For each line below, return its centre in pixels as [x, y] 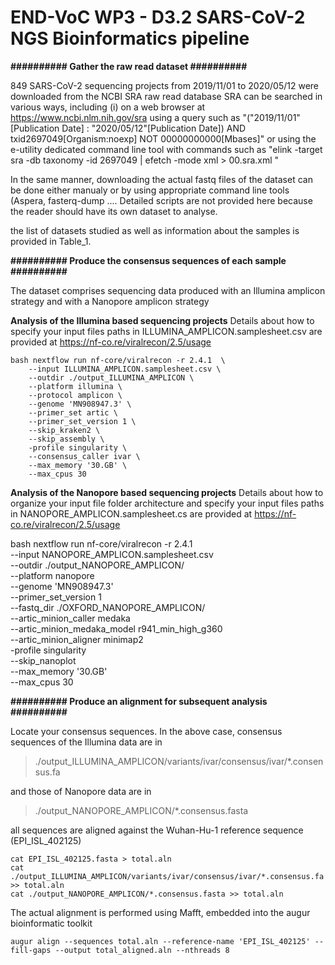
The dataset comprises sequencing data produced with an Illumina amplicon [168, 290]
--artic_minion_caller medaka [70, 618]
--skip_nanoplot [43, 660]
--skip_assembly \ [66, 439]
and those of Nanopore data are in [81, 791]
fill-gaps [31, 950]
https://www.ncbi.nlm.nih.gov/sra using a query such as [125, 117]
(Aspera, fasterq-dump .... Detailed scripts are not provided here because [161, 200]
